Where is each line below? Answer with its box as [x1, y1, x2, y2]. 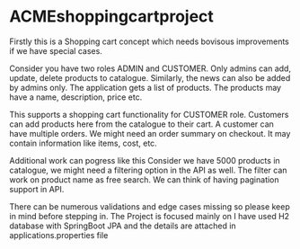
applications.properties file [9, 229, 109, 240]
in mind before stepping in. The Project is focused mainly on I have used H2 [9, 210, 290, 221]
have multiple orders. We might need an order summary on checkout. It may [9, 128, 291, 138]
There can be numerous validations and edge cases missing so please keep [9, 200, 290, 212]
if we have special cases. [9, 45, 103, 56]
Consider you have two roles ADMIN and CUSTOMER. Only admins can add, [9, 63, 292, 74]
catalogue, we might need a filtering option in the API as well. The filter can [9, 165, 287, 175]
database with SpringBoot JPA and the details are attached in [9, 220, 236, 231]
